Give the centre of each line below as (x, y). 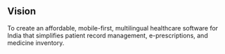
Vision (22, 11)
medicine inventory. (36, 43)
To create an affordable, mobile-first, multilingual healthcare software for (113, 28)
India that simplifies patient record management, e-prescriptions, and (108, 35)
